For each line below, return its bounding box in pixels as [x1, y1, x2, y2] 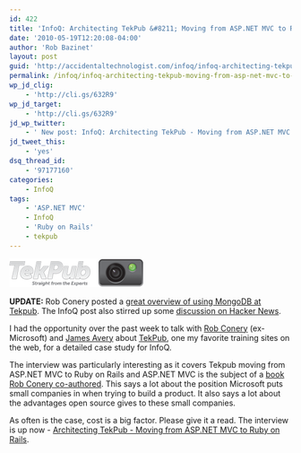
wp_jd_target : [9, 100, 63, 109]
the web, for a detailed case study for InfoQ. [9, 342, 172, 353]
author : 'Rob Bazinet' [9, 43, 94, 52]
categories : [9, 175, 54, 184]
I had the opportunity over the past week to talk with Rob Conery [9, 323, 248, 334]
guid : [9, 62, 30, 71]
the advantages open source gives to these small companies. [9, 397, 236, 408]
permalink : [9, 72, 50, 81]
